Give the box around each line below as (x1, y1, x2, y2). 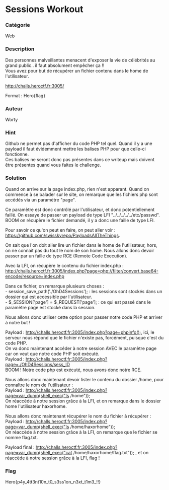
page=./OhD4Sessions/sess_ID (5, 361, 70, 367)
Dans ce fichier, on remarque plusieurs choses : (5, 283, 104, 289)
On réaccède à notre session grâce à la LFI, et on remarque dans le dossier (5, 398, 161, 404)
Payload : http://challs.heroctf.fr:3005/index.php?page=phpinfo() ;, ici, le (5, 329, 154, 335)
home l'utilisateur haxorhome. (5, 403, 67, 409)
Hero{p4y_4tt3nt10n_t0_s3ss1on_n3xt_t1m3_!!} (5, 478, 101, 484)
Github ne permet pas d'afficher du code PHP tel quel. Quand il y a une (5, 141, 152, 147)
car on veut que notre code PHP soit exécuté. (5, 351, 100, 357)
